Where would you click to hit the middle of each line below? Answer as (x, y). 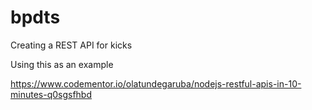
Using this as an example (62, 64)
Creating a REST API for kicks (71, 45)
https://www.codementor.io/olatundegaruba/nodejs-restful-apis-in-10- (156, 83)
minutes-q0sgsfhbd (51, 94)
